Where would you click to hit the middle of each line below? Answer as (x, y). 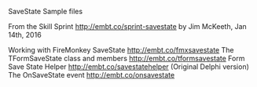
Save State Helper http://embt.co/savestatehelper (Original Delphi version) (129, 67)
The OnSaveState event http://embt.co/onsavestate (92, 75)
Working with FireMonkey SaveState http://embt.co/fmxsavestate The (121, 50)
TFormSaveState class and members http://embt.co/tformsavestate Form (127, 58)
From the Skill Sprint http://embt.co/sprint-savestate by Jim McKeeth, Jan (128, 26)
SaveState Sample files (46, 11)
